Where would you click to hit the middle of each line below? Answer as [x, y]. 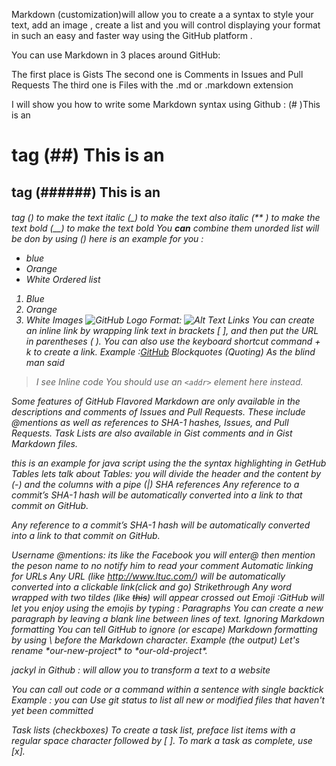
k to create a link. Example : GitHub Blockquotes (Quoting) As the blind [170, 352]
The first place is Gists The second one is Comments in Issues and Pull [157, 74]
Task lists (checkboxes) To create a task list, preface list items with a [153, 730]
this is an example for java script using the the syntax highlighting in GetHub [169, 463]
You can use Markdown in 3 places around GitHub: [116, 55]
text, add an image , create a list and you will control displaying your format [166, 25]
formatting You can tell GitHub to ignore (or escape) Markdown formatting [164, 630]
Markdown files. [44, 444]
